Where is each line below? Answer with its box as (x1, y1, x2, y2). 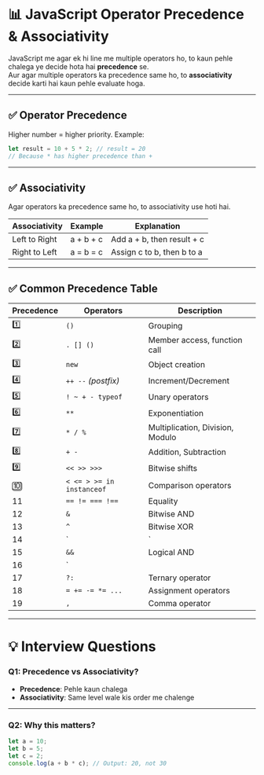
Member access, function (148, 335, 243, 346)
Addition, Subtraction (148, 446, 226, 457)
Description (178, 305, 222, 316)
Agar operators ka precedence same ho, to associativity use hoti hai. (8, 202, 231, 211)
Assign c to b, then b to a (111, 247, 203, 258)
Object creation (148, 358, 206, 369)
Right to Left (12, 247, 57, 258)
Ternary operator (148, 572, 211, 583)
